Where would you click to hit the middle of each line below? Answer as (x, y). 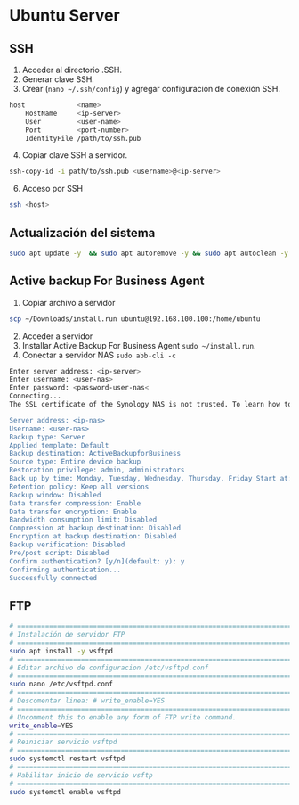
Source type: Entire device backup (75, 462)
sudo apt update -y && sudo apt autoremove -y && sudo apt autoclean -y (149, 253)
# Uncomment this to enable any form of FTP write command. (123, 717)
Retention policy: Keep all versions (79, 487)
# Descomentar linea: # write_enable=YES (87, 701)
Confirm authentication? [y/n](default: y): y (97, 561)
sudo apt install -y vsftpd (61, 651)
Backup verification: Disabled (67, 545)
